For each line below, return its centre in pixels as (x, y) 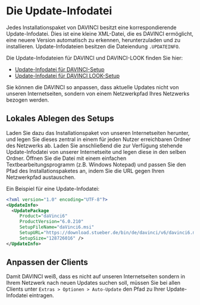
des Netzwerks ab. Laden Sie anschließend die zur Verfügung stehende (94, 145)
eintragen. (42, 295)
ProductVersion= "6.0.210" (51, 222)
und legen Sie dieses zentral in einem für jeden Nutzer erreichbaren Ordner (99, 139)
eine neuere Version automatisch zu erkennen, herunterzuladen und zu (93, 40)
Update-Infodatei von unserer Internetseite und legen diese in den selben (96, 152)
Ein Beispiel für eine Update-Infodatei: (53, 188)
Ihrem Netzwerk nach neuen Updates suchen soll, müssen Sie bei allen (93, 283)
